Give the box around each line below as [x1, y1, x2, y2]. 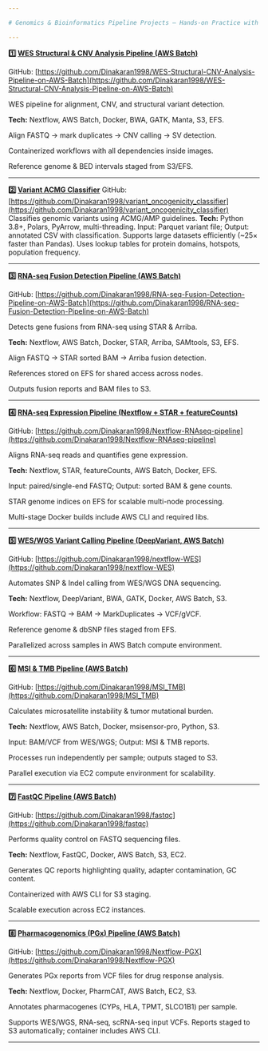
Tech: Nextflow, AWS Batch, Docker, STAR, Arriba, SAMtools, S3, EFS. [8, 337, 239, 347]
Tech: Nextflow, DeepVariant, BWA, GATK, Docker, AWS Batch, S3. [8, 593, 227, 603]
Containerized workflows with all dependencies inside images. [8, 146, 214, 155]
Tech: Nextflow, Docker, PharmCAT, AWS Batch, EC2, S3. [8, 986, 197, 996]
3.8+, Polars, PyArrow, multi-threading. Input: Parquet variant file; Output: [8, 222, 250, 231]
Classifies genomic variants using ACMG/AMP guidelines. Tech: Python [8, 213, 244, 223]
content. [8, 873, 36, 883]
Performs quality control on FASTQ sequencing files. [8, 834, 181, 844]
